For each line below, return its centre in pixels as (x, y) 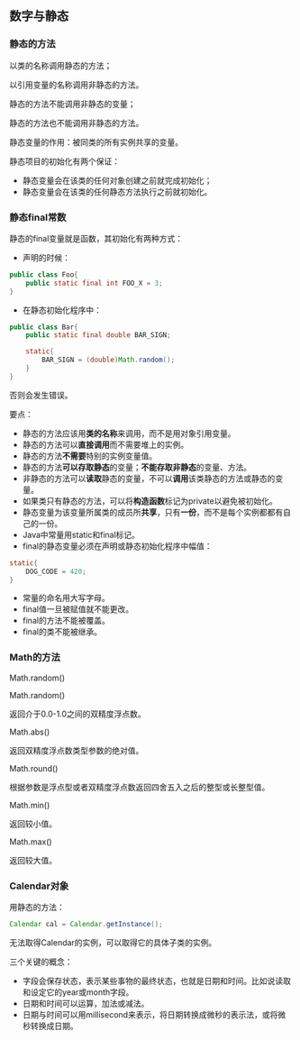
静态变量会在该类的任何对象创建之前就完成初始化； (117, 180)
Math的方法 (35, 658)
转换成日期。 (54, 1026)
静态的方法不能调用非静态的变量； (73, 104)
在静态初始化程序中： (62, 310)
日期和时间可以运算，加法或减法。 (86, 1003)
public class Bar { (44, 327)
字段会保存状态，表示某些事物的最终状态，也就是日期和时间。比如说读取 (156, 981)
